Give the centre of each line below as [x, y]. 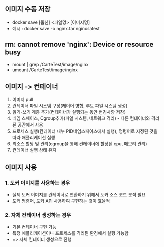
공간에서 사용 [30, 125]
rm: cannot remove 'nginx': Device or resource [79, 44]
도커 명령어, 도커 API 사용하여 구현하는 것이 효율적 [61, 201]
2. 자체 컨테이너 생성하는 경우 [38, 215]
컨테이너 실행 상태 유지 [34, 150]
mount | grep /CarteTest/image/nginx [50, 64]
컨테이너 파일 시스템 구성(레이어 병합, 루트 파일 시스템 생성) [70, 106]
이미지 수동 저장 [28, 9]
